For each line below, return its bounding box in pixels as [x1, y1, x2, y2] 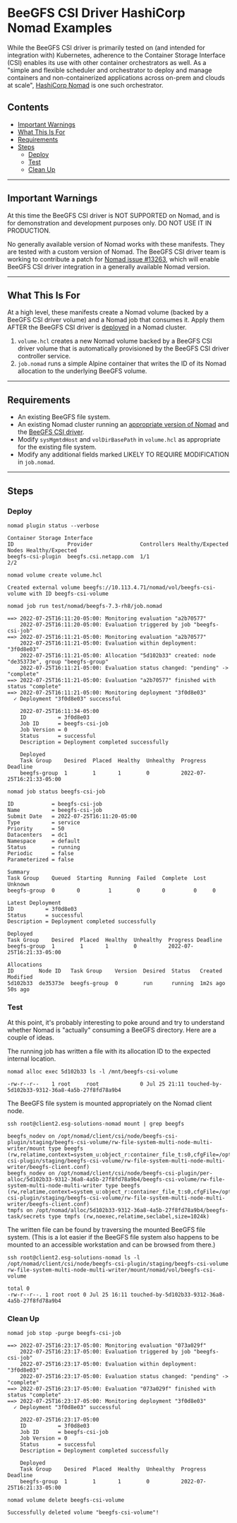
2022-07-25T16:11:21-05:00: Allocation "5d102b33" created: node [20, 652, 217, 659]
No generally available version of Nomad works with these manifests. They [7, 240, 225, 248]
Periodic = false [7, 849, 74, 857]
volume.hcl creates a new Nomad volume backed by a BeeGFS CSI [17, 337, 213, 346]
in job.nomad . [17, 458, 55, 466]
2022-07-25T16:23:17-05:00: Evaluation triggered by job [20, 1348, 191, 1356]
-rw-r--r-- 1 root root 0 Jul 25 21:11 [7, 1081, 185, 1088]
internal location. [7, 1054, 56, 1063]
